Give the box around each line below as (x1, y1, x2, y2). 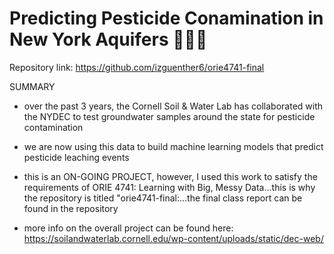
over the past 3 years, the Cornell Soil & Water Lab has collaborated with (23, 100, 324, 112)
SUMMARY (9, 80, 56, 92)
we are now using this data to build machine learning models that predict (23, 140, 324, 152)
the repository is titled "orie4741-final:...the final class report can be (23, 192, 303, 204)
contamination (23, 121, 84, 133)
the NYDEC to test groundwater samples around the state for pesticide (23, 110, 316, 122)
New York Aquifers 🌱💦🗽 (9, 28, 208, 51)
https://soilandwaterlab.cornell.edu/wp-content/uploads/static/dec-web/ (23, 232, 324, 244)
